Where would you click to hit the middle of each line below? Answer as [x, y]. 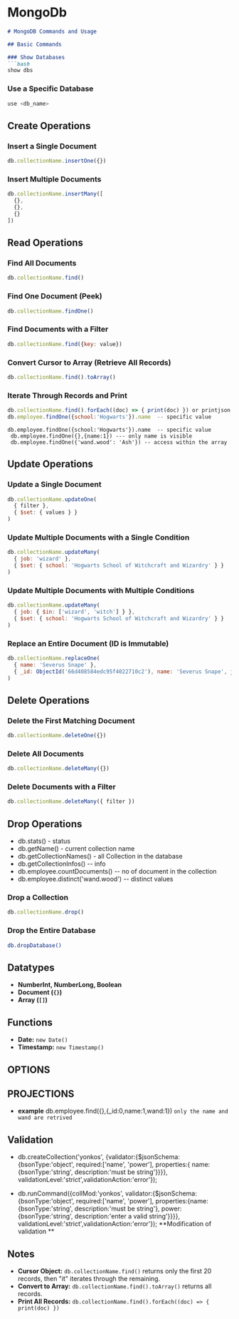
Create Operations [49, 126]
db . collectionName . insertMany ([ [55, 194]
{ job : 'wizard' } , [43, 559]
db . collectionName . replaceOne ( [54, 658]
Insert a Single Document [52, 146]
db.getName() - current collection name [76, 849]
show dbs [20, 71]
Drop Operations [45, 824]
